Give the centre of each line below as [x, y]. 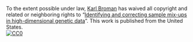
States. [15, 27]
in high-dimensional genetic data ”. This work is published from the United [94, 21]
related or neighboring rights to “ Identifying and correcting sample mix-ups [96, 15]
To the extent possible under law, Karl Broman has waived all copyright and [97, 8]
